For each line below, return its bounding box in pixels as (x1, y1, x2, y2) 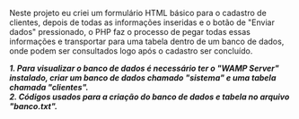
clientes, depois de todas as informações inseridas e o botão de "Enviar (9, 17, 276, 28)
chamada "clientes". (9, 82, 89, 92)
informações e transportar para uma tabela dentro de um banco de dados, (9, 36, 285, 47)
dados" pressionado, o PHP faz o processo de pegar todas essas (9, 27, 251, 37)
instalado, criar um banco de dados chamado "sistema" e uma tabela (9, 72, 277, 83)
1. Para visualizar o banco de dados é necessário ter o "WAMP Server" (9, 63, 280, 73)
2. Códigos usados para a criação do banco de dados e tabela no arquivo (9, 91, 290, 102)
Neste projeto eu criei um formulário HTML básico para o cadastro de (9, 8, 267, 18)
